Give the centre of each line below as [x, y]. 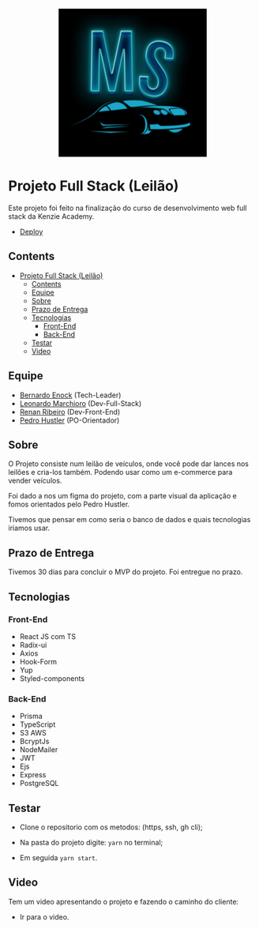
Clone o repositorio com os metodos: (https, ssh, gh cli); [111, 827]
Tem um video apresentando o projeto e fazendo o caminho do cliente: [124, 901]
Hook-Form [38, 661]
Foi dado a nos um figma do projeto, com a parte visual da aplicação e [122, 496]
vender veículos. [35, 481]
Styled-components [52, 678]
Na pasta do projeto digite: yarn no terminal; [91, 842]
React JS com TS [48, 636]
